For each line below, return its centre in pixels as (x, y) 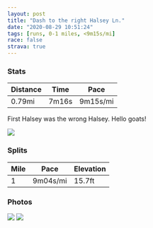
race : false (25, 40)
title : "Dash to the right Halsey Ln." (66, 20)
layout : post (27, 14)
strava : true (27, 47)
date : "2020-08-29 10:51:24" (50, 27)
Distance (26, 90)
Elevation (90, 169)
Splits (17, 150)
